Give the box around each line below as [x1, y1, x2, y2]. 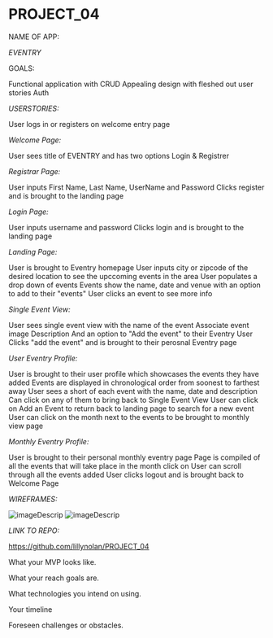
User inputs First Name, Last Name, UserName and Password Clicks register [8, 182, 265, 192]
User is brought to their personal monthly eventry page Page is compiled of [8, 452, 261, 462]
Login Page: [8, 207, 49, 216]
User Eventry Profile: [8, 353, 78, 363]
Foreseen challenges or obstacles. [8, 620, 124, 630]
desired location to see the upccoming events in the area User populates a [8, 271, 258, 281]
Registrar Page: [8, 166, 61, 176]
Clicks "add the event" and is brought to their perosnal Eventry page [8, 337, 237, 347]
